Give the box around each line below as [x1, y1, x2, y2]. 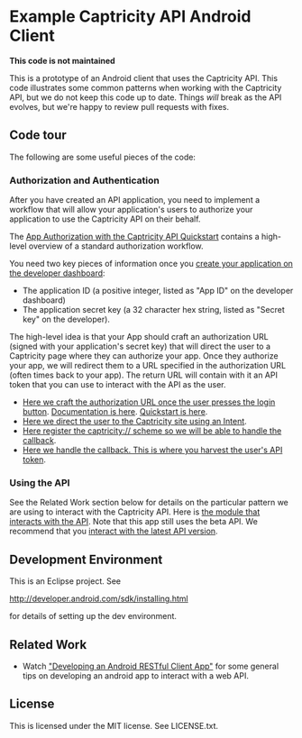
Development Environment [9, 551, 163, 567]
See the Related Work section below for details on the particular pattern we [9, 497, 288, 508]
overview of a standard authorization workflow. [28, 241, 205, 251]
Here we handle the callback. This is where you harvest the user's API [22, 444, 283, 456]
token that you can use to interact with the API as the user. [9, 379, 226, 390]
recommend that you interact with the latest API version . [9, 525, 218, 537]
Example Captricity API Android [9, 6, 252, 27]
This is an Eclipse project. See [9, 576, 122, 587]
